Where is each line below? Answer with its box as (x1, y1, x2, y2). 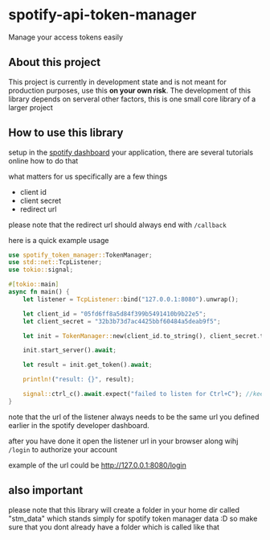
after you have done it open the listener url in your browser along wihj (8, 436, 239, 446)
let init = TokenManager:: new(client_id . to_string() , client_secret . (22, 332, 261, 340)
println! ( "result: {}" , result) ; (22, 376, 135, 384)
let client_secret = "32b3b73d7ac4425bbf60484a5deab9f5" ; (22, 317, 221, 325)
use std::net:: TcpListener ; (8, 258, 103, 266)
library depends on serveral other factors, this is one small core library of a (8, 94, 256, 104)
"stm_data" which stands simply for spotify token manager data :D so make (8, 513, 258, 523)
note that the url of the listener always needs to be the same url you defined (8, 412, 260, 422)
